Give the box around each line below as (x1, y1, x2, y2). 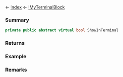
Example (5, 53, 27, 60)
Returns (5, 40, 25, 47)
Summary (5, 16, 30, 23)
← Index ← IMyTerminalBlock (5, 4, 65, 10)
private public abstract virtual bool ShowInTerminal (5, 28, 119, 33)
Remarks (5, 66, 27, 73)
